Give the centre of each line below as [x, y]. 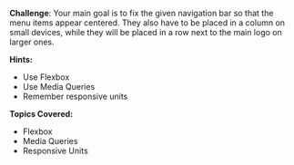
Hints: [21, 59]
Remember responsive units [75, 96]
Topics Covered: [41, 114]
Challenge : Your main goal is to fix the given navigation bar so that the [142, 13]
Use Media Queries [59, 87]
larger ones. [32, 42]
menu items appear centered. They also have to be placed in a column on [147, 23]
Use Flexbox [46, 77]
